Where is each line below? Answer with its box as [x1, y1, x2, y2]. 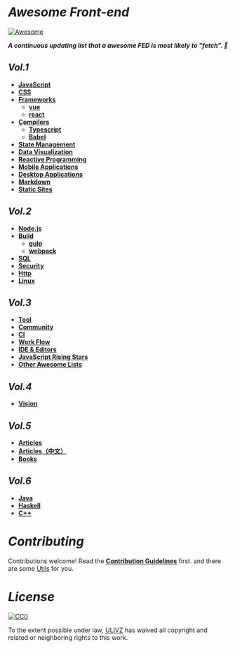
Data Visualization [18, 147, 73, 156]
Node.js [18, 224, 42, 232]
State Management [18, 140, 76, 149]
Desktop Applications [18, 170, 83, 178]
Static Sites [18, 184, 53, 194]
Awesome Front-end [8, 4, 130, 20]
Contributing [8, 534, 84, 549]
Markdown [18, 177, 51, 186]
